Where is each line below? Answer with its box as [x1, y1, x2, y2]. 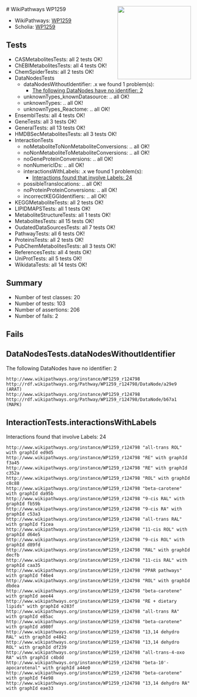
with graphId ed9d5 [6, 449, 54, 456]
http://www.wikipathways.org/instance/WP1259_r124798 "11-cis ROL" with [6, 527, 188, 532]
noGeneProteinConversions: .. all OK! [23, 155, 113, 162]
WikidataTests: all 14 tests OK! [14, 261, 87, 268]
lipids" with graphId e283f [6, 603, 75, 609]
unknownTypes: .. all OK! [23, 99, 83, 106]
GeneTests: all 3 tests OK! [14, 118, 77, 125]
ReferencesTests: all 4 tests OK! [14, 248, 92, 255]
